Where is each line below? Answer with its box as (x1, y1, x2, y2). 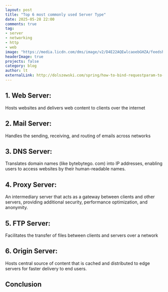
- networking (5, 36, 32, 41)
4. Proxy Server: (5, 180, 57, 189)
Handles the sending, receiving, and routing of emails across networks (5, 133, 151, 139)
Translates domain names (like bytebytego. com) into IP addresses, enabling (5, 160, 162, 166)
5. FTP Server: (5, 219, 51, 228)
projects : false (5, 59, 39, 64)
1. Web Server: (5, 91, 51, 100)
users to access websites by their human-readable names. (5, 166, 126, 172)
